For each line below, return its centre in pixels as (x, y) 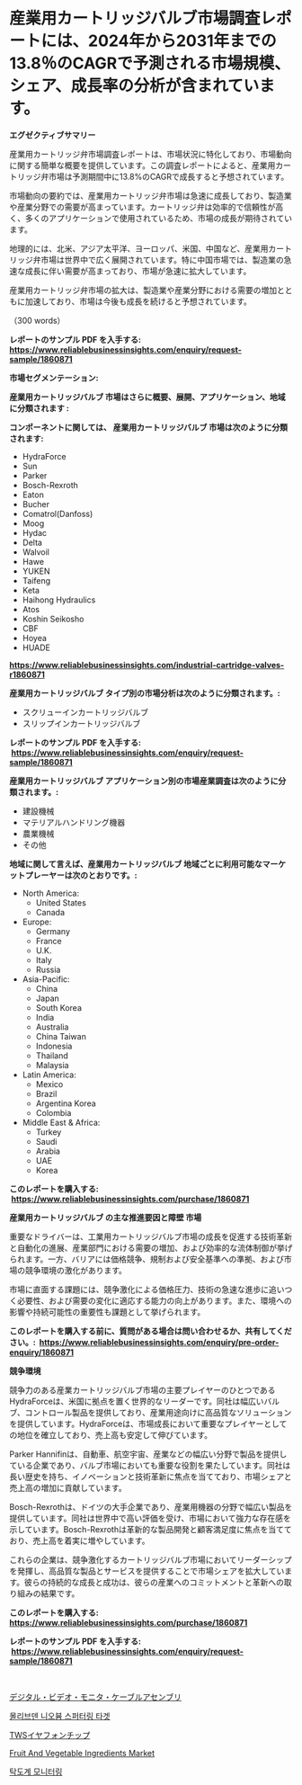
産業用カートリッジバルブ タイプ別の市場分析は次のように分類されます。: (145, 692)
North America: (50, 893)
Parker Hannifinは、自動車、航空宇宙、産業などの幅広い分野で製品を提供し (148, 1454)
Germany (53, 931)
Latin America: (49, 1075)
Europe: (37, 922)
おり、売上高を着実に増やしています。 (80, 1540)
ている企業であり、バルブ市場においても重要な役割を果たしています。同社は (150, 1465)
